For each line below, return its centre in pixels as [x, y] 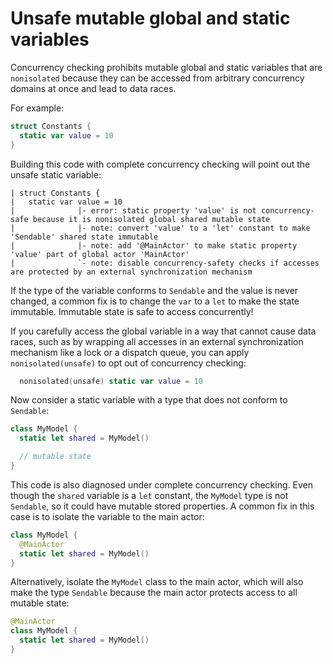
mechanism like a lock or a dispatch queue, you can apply [130, 352]
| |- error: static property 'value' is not [133, 210]
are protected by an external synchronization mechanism [131, 272]
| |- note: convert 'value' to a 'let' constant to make [160, 228]
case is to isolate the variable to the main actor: [107, 516]
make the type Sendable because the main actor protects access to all [154, 593]
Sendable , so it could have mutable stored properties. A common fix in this [162, 506]
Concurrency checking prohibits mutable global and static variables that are [166, 67]
